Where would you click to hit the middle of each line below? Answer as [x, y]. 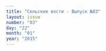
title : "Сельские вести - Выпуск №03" [53, 11]
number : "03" [22, 22]
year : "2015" [22, 39]
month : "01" [20, 33]
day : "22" [18, 28]
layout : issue [23, 17]
